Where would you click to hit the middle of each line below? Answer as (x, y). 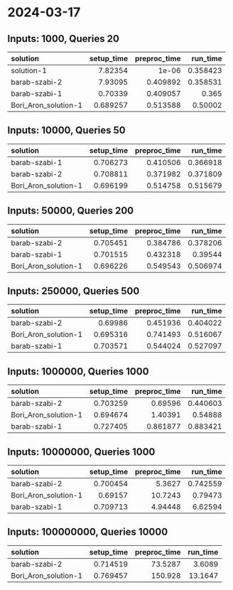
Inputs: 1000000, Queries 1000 (78, 371)
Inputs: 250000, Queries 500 (74, 291)
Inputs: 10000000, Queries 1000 (81, 452)
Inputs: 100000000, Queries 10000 (88, 532)
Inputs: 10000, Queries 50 (66, 130)
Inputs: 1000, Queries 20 (63, 39)
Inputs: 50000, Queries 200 (71, 211)
